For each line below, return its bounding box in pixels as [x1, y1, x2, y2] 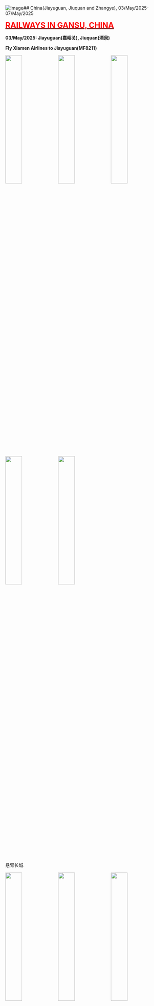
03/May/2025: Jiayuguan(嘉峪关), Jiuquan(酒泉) [5, 35, 110, 41]
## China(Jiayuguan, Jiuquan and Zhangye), [23, 5, 117, 11]
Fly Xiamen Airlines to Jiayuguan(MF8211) [5, 45, 97, 51]
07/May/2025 [5, 10, 34, 16]
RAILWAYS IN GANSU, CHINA [5, 21, 114, 30]
